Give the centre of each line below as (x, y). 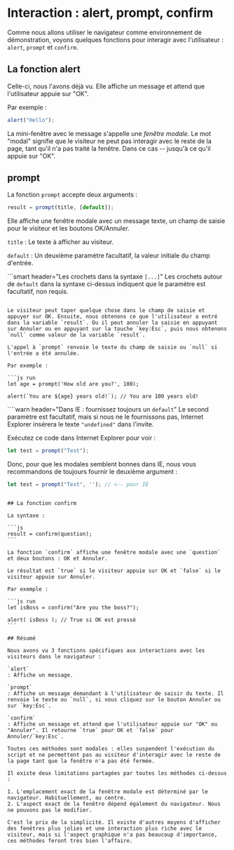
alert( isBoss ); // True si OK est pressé (72, 620)
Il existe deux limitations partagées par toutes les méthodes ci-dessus (117, 774)
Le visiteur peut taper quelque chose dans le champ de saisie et (106, 311)
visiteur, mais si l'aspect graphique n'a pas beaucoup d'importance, (112, 835)
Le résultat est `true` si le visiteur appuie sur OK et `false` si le (114, 571)
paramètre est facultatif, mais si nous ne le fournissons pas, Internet (105, 417)
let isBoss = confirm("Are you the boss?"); (73, 608)
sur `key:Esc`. (29, 706)
